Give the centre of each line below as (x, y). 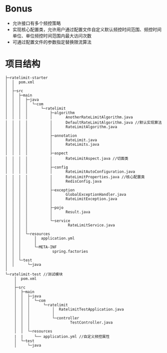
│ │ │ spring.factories (47, 251)
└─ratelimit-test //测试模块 (34, 274)
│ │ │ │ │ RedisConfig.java (53, 181)
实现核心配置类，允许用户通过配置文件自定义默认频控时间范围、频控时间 (87, 29)
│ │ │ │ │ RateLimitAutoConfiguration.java (70, 171)
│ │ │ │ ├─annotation (41, 136)
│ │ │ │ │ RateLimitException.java (61, 199)
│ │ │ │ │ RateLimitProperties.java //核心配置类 (75, 177)
